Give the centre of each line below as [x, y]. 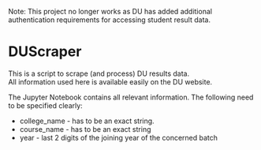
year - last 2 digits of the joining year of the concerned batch [119, 137]
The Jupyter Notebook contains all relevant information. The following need [131, 97]
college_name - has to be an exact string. [87, 121]
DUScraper [45, 52]
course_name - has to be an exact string [85, 129]
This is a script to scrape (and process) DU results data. [99, 73]
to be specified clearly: [45, 105]
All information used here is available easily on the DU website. [110, 81]
